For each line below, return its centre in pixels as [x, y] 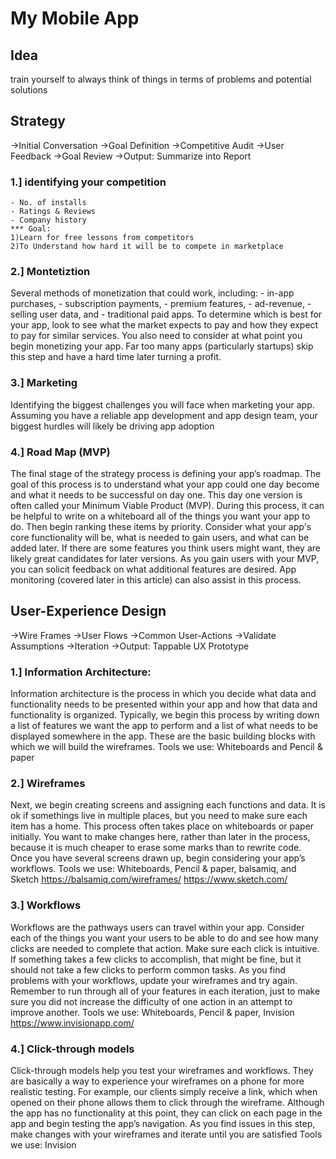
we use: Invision [43, 1145]
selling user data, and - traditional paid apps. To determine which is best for [166, 314]
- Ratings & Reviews [53, 212]
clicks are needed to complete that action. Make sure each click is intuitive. [165, 948]
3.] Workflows [46, 905]
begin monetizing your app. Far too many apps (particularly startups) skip [162, 346]
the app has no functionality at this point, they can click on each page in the [166, 1113]
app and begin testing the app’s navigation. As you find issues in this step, [163, 1123]
